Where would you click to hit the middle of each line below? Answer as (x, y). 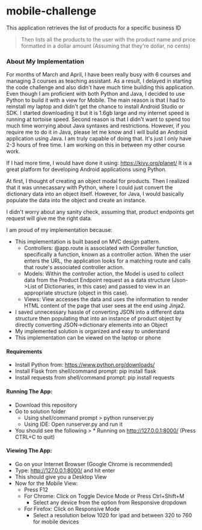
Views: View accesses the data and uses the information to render (106, 299)
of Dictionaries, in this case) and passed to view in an (104, 287)
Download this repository (46, 405)
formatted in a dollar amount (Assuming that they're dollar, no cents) (106, 46)
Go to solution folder (40, 411)
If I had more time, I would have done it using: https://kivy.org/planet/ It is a (99, 163)
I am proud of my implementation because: (60, 230)
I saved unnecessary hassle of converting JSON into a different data (99, 312)
